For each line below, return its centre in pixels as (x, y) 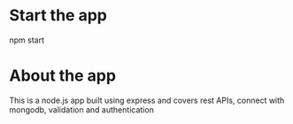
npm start (27, 40)
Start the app (58, 15)
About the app (63, 76)
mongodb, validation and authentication (82, 109)
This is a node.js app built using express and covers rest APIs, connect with (147, 100)
